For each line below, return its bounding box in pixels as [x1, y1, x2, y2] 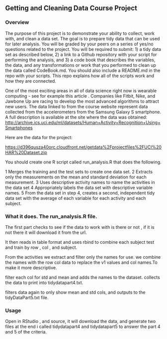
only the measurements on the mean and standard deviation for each [5, 174, 147, 180]
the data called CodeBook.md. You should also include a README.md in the [5, 67, 161, 73]
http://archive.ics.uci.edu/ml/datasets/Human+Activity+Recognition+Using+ [5, 119, 161, 125]
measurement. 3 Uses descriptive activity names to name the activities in [5, 179, 155, 185]
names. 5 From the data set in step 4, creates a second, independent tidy [5, 189, 155, 196]
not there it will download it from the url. [5, 229, 87, 235]
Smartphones [5, 125, 33, 131]
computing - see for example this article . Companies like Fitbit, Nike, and [5, 93, 156, 99]
